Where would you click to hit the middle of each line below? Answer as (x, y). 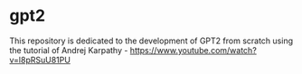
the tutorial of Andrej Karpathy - (69, 50)
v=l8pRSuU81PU (40, 60)
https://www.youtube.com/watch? (193, 50)
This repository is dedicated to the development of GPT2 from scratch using (151, 41)
